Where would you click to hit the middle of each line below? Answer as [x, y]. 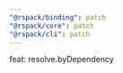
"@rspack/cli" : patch [50, 34]
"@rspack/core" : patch [52, 26]
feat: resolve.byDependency [61, 60]
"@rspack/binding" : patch [57, 17]
